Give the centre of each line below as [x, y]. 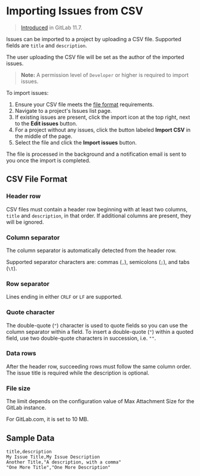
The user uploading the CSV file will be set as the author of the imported [95, 57]
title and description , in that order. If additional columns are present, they [99, 216]
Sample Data [30, 438]
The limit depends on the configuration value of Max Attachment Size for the [100, 401]
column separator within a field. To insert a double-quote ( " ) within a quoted [100, 331]
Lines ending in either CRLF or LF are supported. [64, 297]
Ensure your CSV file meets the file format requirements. [84, 104]
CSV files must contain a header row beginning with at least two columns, [97, 209]
